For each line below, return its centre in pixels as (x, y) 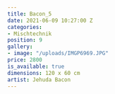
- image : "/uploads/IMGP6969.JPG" (58, 54)
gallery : (20, 47)
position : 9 (25, 40)
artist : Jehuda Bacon (39, 80)
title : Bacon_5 (30, 14)
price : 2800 (25, 60)
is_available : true (36, 66)
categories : (25, 27)
